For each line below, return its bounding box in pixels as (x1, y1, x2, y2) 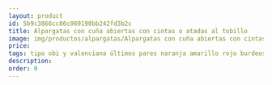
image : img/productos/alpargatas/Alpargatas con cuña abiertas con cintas (8, 34, 266, 43)
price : (8, 42, 31, 50)
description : (8, 57, 53, 66)
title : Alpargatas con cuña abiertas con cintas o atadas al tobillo (8, 27, 249, 35)
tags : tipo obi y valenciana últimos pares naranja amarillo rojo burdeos (8, 49, 266, 57)
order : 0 (8, 65, 38, 73)
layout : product (8, 11, 63, 20)
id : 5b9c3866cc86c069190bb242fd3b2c (8, 19, 132, 28)
